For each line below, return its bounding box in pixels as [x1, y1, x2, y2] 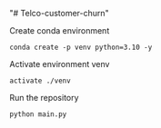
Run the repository [9, 93, 79, 103]
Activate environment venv [9, 59, 110, 69]
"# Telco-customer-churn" [9, 8, 109, 18]
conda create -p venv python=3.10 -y [9, 43, 153, 52]
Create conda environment [9, 25, 110, 35]
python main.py [9, 110, 67, 119]
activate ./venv [9, 76, 71, 85]
